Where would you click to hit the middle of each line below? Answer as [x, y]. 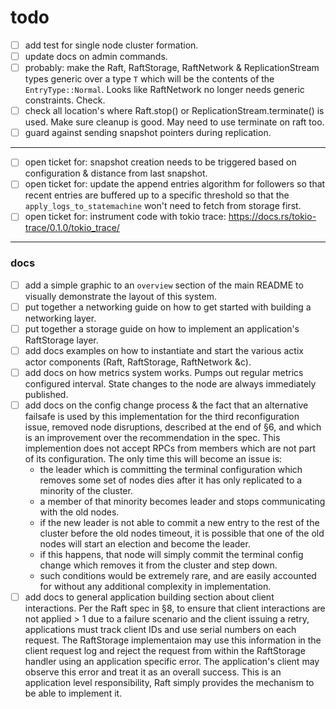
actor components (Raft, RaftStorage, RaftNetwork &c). [138, 362]
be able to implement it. [73, 693]
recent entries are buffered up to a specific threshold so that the [157, 195]
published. [46, 395]
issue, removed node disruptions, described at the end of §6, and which [173, 427]
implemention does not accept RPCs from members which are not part [170, 448]
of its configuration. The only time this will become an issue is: [153, 459]
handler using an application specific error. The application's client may [172, 662]
